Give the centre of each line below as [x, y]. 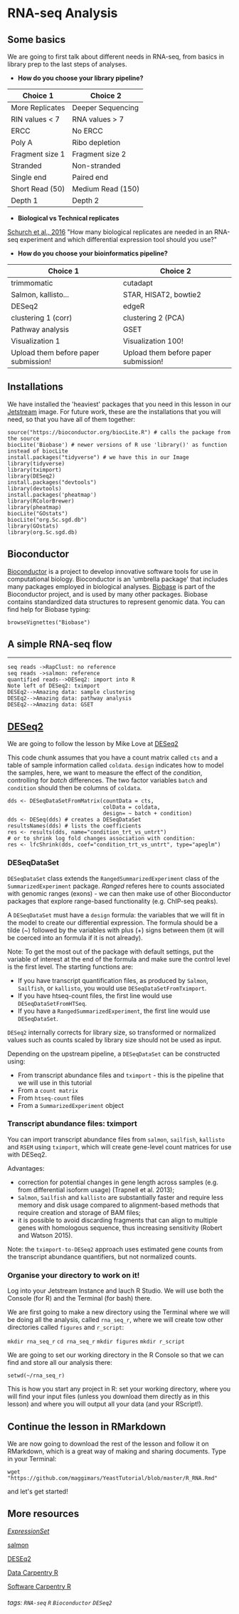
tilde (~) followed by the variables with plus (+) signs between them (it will [116, 930]
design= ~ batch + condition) [148, 814]
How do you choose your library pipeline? [80, 78]
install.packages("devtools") [52, 482]
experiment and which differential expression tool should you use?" [118, 239]
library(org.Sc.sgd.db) [43, 532]
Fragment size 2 [99, 154]
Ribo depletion [96, 142]
